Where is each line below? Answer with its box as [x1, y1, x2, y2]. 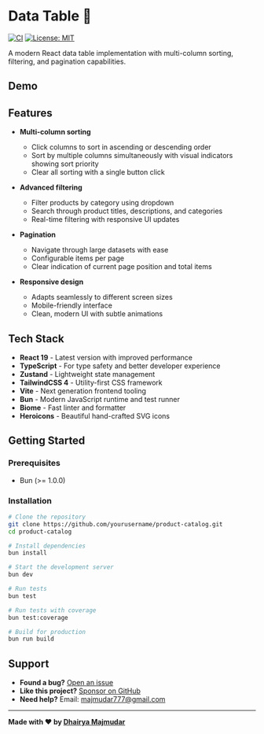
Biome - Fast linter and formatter [19, 403, 126, 412]
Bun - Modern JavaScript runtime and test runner [19, 394, 181, 404]
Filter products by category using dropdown [31, 198, 174, 208]
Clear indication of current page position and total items [31, 262, 212, 271]
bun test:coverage [8, 614, 68, 622]
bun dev [8, 570, 34, 579]
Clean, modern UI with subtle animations [31, 309, 163, 319]
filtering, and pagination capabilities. [8, 57, 126, 66]
